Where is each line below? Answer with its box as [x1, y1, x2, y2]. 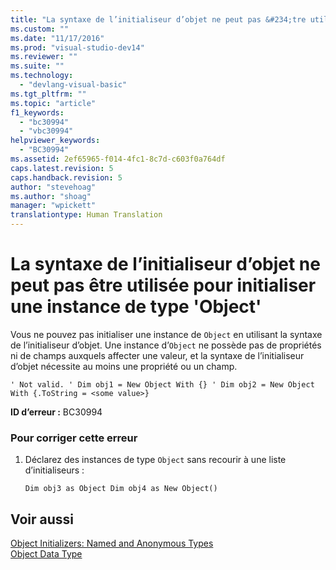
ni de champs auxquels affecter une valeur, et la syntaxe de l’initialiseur [10, 349, 305, 361]
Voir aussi [10, 511, 74, 528]
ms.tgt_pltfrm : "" [10, 89, 87, 99]
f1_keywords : [10, 107, 65, 118]
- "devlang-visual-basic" [19, 80, 128, 90]
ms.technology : [10, 71, 74, 81]
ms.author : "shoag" [10, 191, 92, 201]
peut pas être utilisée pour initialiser [10, 274, 317, 297]
